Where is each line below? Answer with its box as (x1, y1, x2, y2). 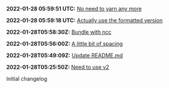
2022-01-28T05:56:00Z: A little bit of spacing (6, 40, 123, 47)
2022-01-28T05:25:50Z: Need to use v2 (6, 63, 110, 71)
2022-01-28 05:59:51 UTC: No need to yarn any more (6, 5, 142, 12)
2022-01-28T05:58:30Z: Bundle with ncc (6, 28, 112, 36)
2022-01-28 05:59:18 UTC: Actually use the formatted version (6, 17, 163, 24)
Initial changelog (6, 75, 48, 82)
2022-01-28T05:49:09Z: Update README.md (6, 52, 123, 59)
